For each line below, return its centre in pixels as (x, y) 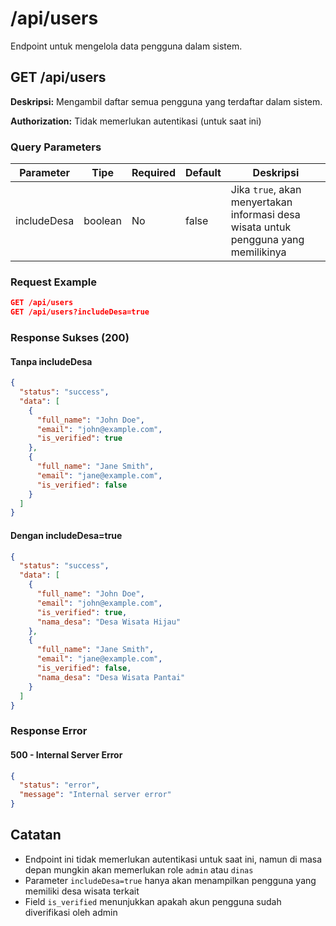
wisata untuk (261, 227)
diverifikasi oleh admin (71, 912)
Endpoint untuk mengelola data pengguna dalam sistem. (126, 46)
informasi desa (265, 215)
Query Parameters (56, 147)
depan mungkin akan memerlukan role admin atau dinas (139, 869)
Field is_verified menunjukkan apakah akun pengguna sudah (153, 901)
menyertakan (261, 202)
